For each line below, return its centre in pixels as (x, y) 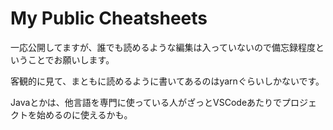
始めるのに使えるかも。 (84, 114)
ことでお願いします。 (71, 59)
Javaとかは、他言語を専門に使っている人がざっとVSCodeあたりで (146, 102)
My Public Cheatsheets (109, 18)
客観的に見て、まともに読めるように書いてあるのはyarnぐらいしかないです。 (167, 81)
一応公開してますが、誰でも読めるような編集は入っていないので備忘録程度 (163, 47)
